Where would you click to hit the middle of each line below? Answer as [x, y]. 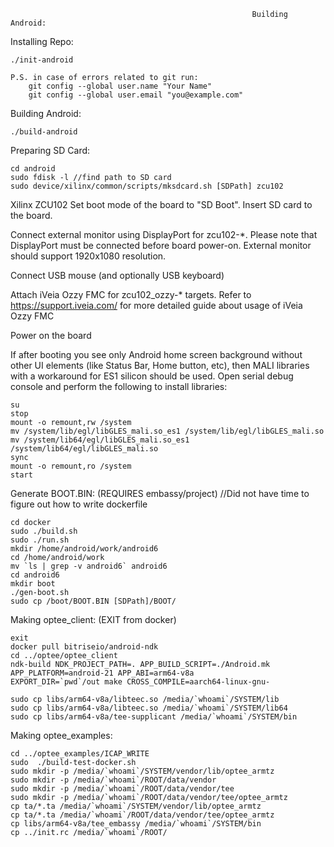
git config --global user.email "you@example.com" [136, 95]
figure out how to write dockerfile [79, 504]
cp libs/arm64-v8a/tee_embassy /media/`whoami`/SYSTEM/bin [136, 824]
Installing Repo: [42, 41]
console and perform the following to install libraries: [119, 386]
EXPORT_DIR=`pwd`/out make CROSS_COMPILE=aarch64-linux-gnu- [140, 682]
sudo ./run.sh [40, 540]
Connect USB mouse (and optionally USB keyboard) [117, 275]
